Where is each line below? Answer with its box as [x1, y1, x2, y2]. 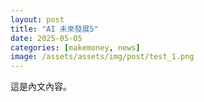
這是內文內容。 [10, 81, 72, 93]
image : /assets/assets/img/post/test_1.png [10, 52, 195, 62]
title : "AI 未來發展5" [10, 24, 99, 34]
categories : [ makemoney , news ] [10, 42, 141, 53]
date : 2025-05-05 [10, 33, 83, 43]
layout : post [10, 14, 65, 25]
